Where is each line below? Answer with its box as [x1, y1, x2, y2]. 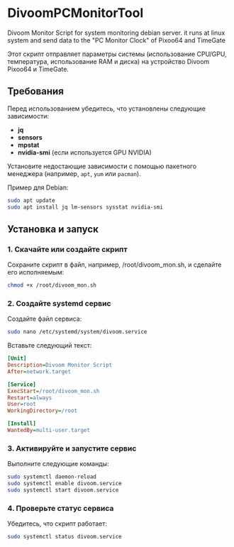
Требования [7, 85, 64, 97]
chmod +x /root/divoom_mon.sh [7, 282, 97, 289]
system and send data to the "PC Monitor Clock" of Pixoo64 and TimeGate [7, 35, 225, 44]
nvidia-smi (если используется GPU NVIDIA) [17, 148, 152, 157]
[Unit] [7, 355, 27, 363]
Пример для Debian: [7, 183, 69, 192]
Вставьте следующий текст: [7, 341, 92, 350]
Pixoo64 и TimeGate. [7, 65, 69, 73]
